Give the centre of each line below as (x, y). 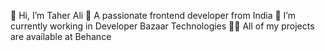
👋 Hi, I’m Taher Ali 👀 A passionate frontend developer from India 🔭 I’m (153, 15)
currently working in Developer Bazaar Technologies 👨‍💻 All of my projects (162, 26)
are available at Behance (61, 36)
